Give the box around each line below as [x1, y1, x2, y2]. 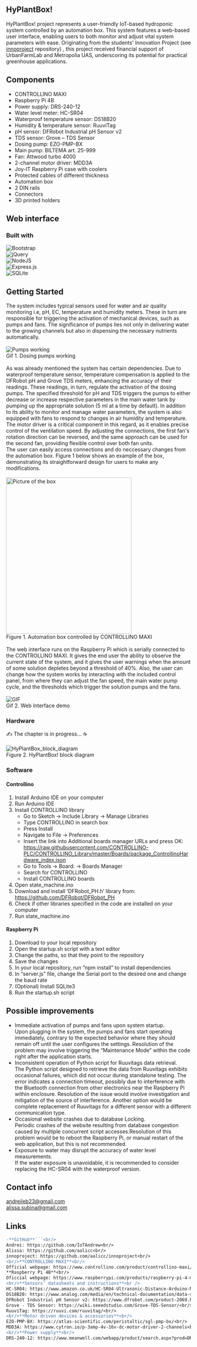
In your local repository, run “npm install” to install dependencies [14, 964, 171, 971]
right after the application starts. [14, 1052, 93, 1060]
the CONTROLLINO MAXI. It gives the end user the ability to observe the [6, 652, 181, 659]
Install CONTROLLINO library [14, 806, 85, 813]
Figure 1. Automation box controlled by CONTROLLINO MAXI [6, 633, 152, 640]
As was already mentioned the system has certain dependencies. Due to [6, 365, 182, 372]
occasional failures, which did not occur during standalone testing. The [14, 1071, 186, 1078]
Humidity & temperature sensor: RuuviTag [14, 122, 116, 129]
